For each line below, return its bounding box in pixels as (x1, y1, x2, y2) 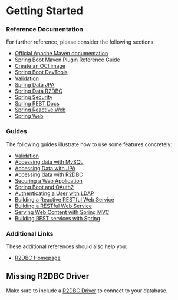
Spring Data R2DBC (14, 87, 63, 95)
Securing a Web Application (14, 177, 83, 184)
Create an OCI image (14, 62, 66, 70)
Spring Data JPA (14, 81, 55, 88)
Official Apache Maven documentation (14, 50, 108, 57)
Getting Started (6, 4, 84, 18)
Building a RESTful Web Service (14, 202, 93, 209)
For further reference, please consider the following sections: (6, 38, 155, 45)
